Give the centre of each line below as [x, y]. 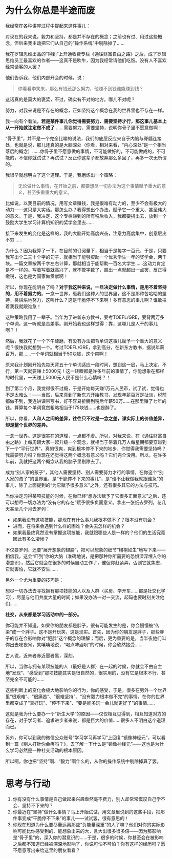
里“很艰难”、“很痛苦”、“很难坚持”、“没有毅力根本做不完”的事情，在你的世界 [85, 696]
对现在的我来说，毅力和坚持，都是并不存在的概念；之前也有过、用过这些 [81, 36]
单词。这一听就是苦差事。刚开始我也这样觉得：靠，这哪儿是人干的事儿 [83, 323]
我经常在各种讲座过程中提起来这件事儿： [48, 26]
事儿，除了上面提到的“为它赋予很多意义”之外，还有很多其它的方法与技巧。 [84, 485]
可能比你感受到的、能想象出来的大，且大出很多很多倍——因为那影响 [89, 831]
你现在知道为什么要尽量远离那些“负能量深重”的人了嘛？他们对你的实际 [87, 824]
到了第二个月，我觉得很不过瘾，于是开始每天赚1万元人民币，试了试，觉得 [82, 388]
